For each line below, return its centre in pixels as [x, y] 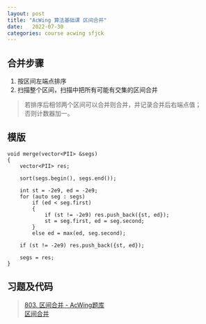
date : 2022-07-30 [35, 26]
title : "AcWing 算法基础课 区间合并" [57, 20]
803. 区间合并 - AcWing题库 [64, 304]
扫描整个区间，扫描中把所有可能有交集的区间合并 [87, 90]
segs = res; [37, 257]
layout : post [26, 14]
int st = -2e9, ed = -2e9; [59, 190]
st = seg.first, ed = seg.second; [94, 221]
